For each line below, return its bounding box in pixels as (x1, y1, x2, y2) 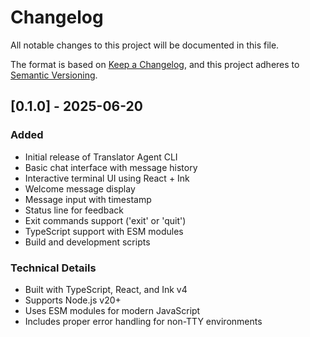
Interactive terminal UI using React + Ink (24, 172, 190, 184)
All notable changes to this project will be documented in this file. (10, 39, 280, 51)
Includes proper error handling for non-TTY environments (24, 315, 263, 327)
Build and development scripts (24, 236, 151, 248)
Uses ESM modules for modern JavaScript (24, 304, 201, 316)
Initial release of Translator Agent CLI (24, 151, 178, 163)
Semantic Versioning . (10, 69, 98, 81)
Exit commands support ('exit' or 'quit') (24, 214, 187, 226)
